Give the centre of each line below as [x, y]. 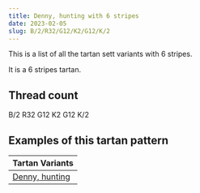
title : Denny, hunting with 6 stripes [74, 16]
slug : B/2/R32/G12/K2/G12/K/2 [60, 31]
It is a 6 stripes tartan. [45, 70]
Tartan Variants [43, 163]
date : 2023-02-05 [38, 24]
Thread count [43, 95]
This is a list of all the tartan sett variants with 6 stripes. [100, 54]
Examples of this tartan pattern [88, 140]
